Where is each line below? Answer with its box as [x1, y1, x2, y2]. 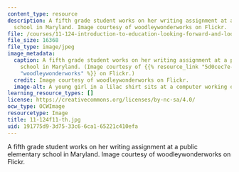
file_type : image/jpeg [7, 43, 75, 50]
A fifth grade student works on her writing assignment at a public [7, 142, 198, 151]
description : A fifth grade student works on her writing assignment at [7, 17, 228, 24]
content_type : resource [7, 10, 78, 18]
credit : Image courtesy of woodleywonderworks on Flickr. [14, 76, 190, 84]
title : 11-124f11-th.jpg [7, 116, 81, 123]
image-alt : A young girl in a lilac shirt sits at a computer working [14, 83, 228, 90]
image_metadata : [7, 50, 55, 58]
